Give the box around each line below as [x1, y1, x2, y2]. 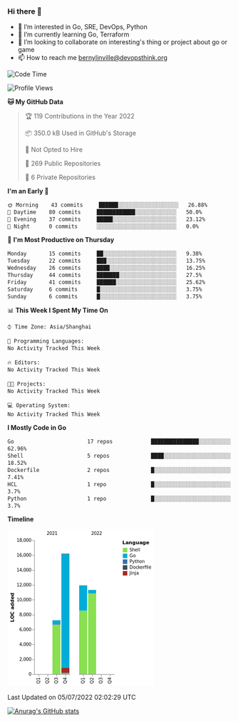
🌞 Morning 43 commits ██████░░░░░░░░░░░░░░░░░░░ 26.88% [7, 201, 208, 209]
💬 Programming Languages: [7, 338, 84, 345]
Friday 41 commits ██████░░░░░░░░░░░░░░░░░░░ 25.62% [7, 279, 205, 286]
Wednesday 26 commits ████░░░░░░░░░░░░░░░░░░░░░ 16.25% [7, 264, 205, 272]
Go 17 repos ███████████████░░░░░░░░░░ [7, 438, 232, 446]
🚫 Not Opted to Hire [24, 146, 83, 154]
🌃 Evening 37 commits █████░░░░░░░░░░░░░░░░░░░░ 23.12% [7, 216, 205, 224]
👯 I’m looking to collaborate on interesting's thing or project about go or [17, 38, 228, 46]
